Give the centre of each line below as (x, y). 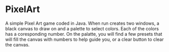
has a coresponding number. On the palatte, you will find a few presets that (84, 34)
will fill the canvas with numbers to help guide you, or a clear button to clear (84, 39)
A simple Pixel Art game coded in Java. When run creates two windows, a (82, 23)
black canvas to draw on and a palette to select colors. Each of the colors (82, 28)
